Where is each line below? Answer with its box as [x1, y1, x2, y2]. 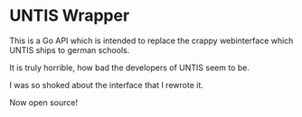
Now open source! [9, 96, 79, 108]
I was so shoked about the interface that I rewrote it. [9, 79, 203, 90]
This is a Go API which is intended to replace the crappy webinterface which [9, 35, 294, 46]
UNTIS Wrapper [9, 5, 130, 26]
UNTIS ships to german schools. [9, 44, 130, 55]
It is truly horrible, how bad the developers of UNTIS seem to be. [9, 62, 250, 73]
